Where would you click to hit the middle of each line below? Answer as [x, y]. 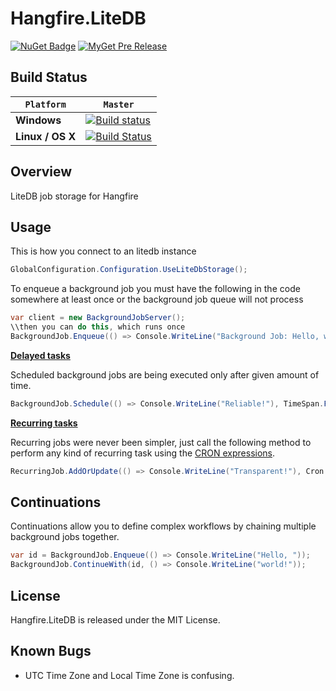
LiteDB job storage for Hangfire [74, 196]
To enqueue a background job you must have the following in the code [155, 289]
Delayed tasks [40, 355]
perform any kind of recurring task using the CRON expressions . [143, 453]
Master [119, 104]
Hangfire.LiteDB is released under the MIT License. [115, 620]
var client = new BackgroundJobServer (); [98, 318]
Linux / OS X [46, 136]
